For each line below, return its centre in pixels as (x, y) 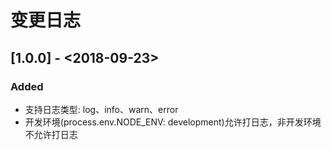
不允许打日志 (51, 134)
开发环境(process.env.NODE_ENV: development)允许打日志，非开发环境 (173, 122)
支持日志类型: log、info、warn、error (101, 109)
